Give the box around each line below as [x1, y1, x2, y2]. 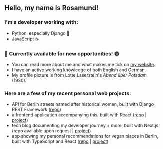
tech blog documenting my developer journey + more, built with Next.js [11, 122, 159, 129]
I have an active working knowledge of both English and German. [11, 67, 146, 73]
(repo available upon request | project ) [11, 128, 91, 134]
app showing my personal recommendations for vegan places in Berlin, [11, 133, 158, 139]
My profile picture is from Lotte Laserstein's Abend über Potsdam [11, 72, 147, 78]
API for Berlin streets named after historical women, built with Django [11, 101, 154, 107]
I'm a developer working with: [4, 19, 78, 26]
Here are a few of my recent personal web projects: [4, 90, 131, 97]
